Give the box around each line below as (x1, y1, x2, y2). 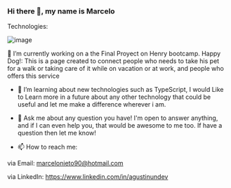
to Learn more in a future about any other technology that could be (17, 93, 211, 101)
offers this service (7, 72, 60, 80)
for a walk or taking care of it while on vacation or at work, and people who (7, 65, 225, 73)
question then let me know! (17, 129, 97, 137)
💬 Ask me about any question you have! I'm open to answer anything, (17, 114, 218, 122)
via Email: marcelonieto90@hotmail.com (7, 159, 124, 168)
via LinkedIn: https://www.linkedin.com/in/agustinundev (7, 173, 169, 181)
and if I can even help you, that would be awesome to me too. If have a (17, 121, 223, 130)
